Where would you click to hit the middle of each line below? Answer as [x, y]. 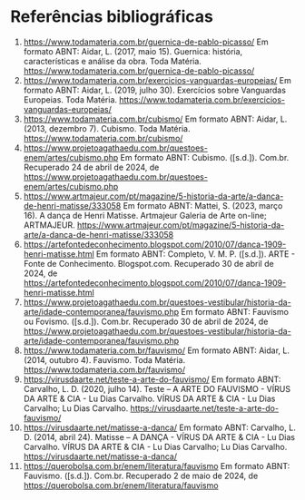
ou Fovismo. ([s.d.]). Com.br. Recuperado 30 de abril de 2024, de [146, 321]
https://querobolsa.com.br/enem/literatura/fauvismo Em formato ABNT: [157, 466]
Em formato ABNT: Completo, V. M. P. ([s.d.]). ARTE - [196, 254]
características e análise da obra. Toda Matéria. [113, 61]
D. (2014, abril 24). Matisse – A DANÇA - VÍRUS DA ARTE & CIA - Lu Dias [159, 436]
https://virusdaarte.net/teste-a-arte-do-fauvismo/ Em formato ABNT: [152, 379]
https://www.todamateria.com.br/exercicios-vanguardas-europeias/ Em [157, 80]
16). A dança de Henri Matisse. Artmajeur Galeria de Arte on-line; [145, 215]
